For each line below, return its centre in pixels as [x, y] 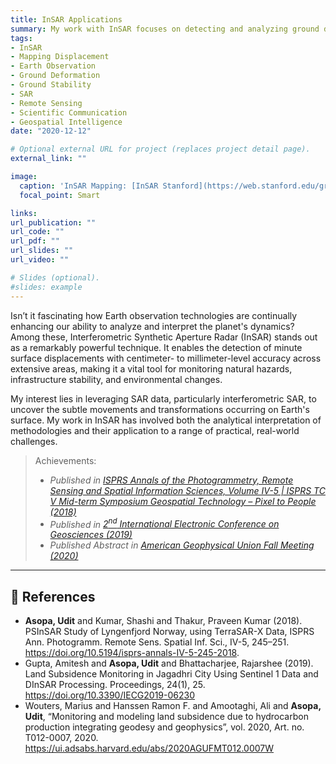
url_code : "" [37, 232]
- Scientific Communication [69, 112]
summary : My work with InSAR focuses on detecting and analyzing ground [165, 29]
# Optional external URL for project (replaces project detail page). [160, 149]
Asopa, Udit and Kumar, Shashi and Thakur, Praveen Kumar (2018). [163, 620]
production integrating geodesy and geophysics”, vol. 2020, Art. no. [164, 727]
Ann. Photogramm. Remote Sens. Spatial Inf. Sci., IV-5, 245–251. [157, 642]
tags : [21, 38]
